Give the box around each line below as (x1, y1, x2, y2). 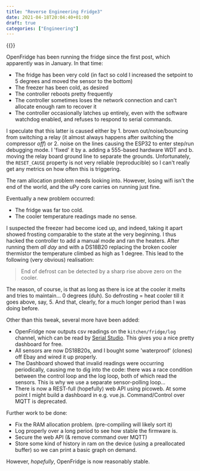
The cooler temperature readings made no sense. (14, 213, 137, 220)
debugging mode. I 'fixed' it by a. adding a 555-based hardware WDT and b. (6, 146, 194, 154)
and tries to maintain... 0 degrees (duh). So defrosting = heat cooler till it (6, 292, 184, 299)
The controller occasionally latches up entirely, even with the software (14, 109, 188, 117)
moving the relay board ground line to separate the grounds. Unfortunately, (6, 153, 191, 160)
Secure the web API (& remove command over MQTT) (14, 434, 147, 441)
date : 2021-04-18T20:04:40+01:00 (6, 14, 90, 20)
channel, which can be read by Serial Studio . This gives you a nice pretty (14, 334, 195, 341)
